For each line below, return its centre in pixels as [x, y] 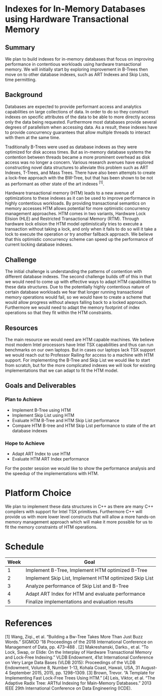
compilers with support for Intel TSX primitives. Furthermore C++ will [74, 512]
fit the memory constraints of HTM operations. [51, 527]
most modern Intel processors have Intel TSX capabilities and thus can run [79, 345]
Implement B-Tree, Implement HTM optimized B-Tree [87, 570]
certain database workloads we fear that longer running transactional [74, 292]
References [29, 623]
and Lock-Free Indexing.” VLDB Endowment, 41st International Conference [79, 657]
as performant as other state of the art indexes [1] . [55, 183]
